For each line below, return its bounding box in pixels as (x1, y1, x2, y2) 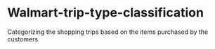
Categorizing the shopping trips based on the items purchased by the (7, 28, 209, 36)
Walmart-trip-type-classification (7, 5, 204, 21)
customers (7, 35, 39, 43)
